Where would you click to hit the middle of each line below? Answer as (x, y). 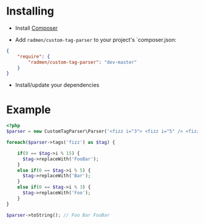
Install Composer (36, 28)
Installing (30, 11)
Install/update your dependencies (57, 85)
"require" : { (34, 56)
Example (29, 110)
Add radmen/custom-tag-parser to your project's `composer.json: (96, 39)
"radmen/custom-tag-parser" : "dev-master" (83, 62)
